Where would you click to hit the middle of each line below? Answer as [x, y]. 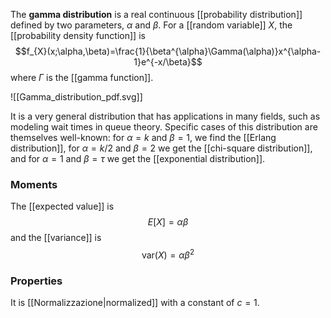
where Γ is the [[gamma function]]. [82, 77]
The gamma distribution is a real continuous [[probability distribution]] [156, 14]
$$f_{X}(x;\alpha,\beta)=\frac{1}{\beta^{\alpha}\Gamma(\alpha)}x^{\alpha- [168, 51]
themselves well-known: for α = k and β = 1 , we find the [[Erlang [143, 137]
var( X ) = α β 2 [168, 254]
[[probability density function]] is [78, 35]
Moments [34, 184]
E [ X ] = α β [168, 222]
